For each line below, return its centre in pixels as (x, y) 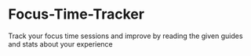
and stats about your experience (61, 44)
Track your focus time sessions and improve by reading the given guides (125, 36)
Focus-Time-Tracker (76, 14)
